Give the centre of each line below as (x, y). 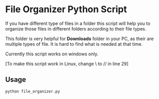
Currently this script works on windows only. (52, 54)
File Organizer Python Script (66, 9)
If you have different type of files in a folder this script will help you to (78, 23)
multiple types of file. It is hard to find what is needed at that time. (74, 44)
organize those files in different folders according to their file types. (76, 28)
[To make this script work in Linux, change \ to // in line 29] (67, 63)
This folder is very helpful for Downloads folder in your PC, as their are (80, 39)
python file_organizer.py (33, 91)
